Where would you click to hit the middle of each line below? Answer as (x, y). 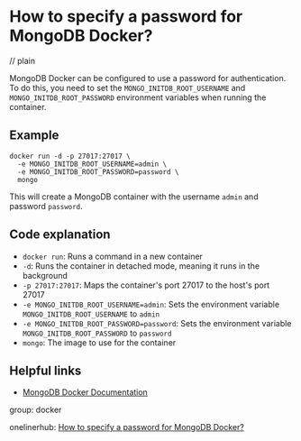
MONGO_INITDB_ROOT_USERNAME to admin (91, 314)
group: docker (36, 410)
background (45, 275)
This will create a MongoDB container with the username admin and (134, 197)
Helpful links (46, 370)
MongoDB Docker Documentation (85, 392)
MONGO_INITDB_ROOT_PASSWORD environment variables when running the (138, 97)
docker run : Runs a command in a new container (112, 256)
